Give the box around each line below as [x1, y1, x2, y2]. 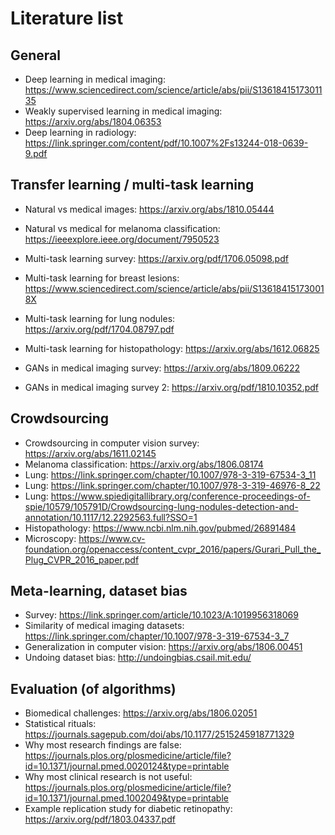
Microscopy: [24, 532, 77, 544]
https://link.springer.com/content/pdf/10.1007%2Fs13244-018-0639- [24, 137, 309, 149]
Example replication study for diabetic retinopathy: [24, 803, 233, 815]
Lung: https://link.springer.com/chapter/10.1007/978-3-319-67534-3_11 [24, 468, 317, 481]
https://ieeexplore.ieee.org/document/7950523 [24, 233, 220, 245]
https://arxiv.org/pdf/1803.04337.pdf [24, 813, 176, 826]
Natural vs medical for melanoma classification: [24, 222, 221, 234]
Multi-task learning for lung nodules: [24, 312, 176, 324]
